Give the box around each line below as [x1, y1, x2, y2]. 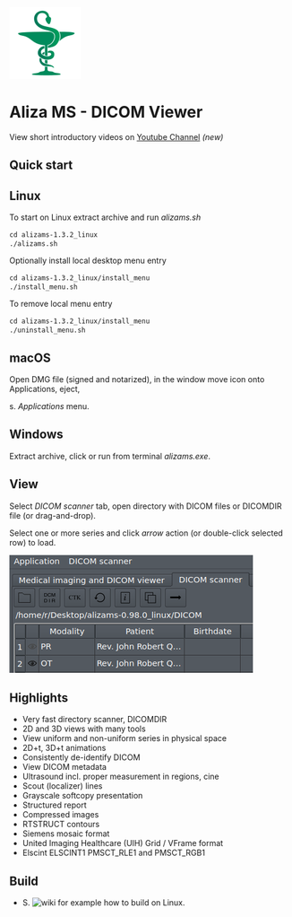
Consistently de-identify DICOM [21, 752, 141, 763]
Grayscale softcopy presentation [21, 790, 143, 801]
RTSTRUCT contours [21, 819, 100, 830]
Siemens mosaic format [21, 828, 110, 839]
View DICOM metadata [21, 762, 107, 773]
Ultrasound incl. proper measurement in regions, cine [21, 771, 219, 782]
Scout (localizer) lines [21, 781, 103, 791]
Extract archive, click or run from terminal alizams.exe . [9, 450, 210, 461]
